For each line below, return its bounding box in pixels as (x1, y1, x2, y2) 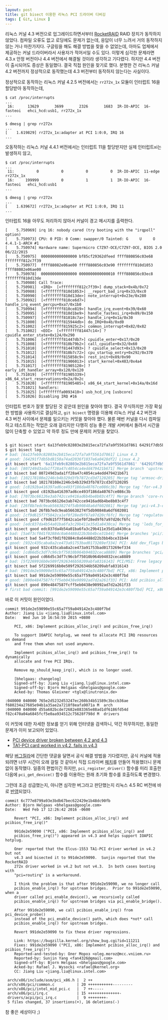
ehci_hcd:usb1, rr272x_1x (27, 108, 81, 113)
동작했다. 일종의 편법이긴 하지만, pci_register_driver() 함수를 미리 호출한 (14, 765, 161, 771)
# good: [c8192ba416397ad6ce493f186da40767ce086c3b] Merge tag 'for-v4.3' (5, 484, 164, 490)
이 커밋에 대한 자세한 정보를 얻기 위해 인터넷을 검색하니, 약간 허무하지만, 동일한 (5, 721, 158, 727)
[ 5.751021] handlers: (5, 385, 59, 390)
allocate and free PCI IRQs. (14, 659, 75, 664)
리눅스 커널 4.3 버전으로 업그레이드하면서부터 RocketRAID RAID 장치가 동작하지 (5, 31, 161, 37)
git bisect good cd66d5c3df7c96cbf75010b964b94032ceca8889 (5, 554, 131, 559)
